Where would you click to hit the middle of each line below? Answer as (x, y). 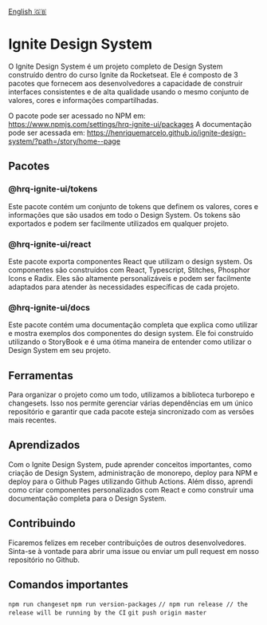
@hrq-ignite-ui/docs (49, 307)
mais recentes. (33, 420)
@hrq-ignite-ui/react (50, 244)
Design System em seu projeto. (60, 350)
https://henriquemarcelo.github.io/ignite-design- (167, 133)
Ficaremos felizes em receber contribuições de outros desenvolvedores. (128, 543)
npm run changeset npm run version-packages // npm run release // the (128, 605)
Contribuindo (42, 523)
